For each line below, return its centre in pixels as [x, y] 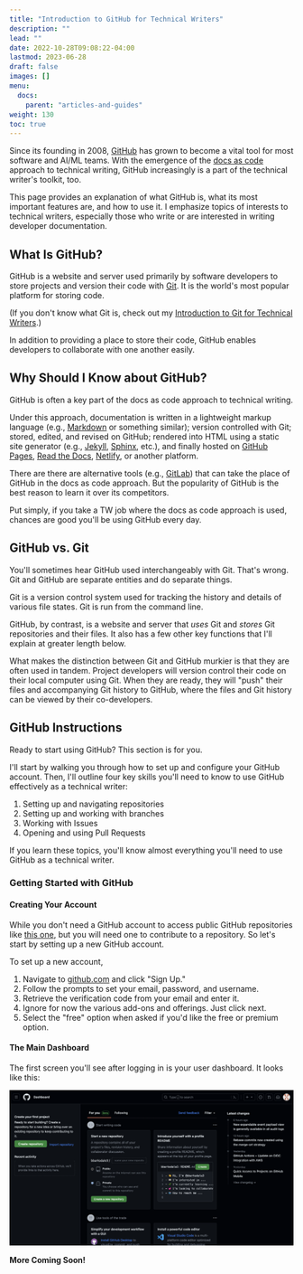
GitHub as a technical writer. [62, 860]
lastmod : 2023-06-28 [48, 57]
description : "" [40, 28]
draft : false [34, 67]
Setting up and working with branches [93, 813]
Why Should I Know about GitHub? [108, 378]
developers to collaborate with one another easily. [102, 350]
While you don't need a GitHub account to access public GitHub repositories [151, 925]
